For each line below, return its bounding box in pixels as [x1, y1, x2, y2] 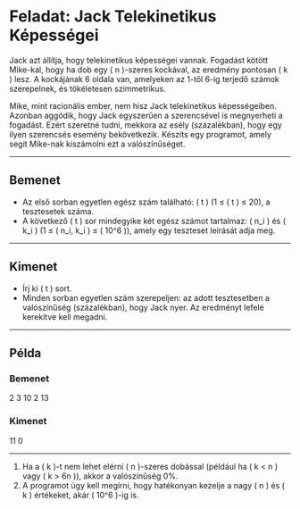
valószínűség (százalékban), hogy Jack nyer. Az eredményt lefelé [21, 302, 265, 313]
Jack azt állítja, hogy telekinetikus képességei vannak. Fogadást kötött [9, 54, 269, 65]
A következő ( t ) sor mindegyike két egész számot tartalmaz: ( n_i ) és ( [21, 215, 287, 226]
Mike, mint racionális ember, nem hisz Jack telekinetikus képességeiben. [9, 100, 277, 111]
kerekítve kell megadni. [21, 311, 108, 322]
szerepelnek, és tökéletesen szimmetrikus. [9, 83, 167, 94]
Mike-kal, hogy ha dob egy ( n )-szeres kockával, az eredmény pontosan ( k [9, 64, 288, 75]
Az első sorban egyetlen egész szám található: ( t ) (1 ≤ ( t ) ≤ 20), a [21, 196, 271, 207]
